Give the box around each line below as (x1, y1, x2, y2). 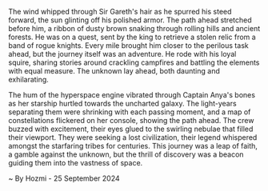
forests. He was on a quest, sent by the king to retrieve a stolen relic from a (8, 32, 256, 42)
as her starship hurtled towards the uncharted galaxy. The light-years (8, 99, 238, 108)
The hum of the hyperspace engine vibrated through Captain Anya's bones (8, 90, 256, 99)
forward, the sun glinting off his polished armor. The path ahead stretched (8, 15, 252, 25)
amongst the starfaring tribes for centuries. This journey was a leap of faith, (8, 141, 258, 150)
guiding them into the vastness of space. (8, 158, 143, 167)
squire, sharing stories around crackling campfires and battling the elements (8, 58, 260, 67)
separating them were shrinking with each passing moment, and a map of (8, 107, 251, 117)
